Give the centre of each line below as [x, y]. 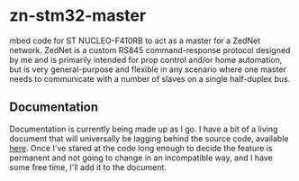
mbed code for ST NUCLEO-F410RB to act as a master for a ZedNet [135, 41]
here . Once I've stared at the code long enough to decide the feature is [141, 148]
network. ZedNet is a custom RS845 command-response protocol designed [150, 50]
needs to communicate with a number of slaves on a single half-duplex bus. [150, 78]
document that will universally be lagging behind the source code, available [149, 138]
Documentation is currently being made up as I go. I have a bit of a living [144, 129]
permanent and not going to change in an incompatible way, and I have [141, 158]
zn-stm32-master [78, 16]
